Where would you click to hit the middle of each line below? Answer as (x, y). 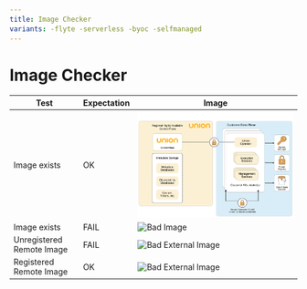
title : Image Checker (51, 19)
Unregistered (38, 240)
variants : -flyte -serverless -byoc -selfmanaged (106, 29)
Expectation (106, 103)
